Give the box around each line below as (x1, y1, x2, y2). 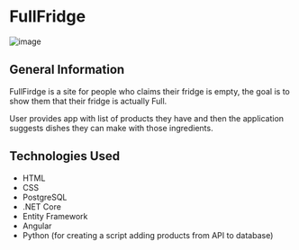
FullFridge (9, 6, 86, 27)
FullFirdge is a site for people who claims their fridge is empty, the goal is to (9, 85, 290, 96)
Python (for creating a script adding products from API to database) (22, 229, 274, 240)
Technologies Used (9, 148, 120, 164)
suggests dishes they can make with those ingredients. (9, 122, 213, 133)
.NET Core (22, 201, 61, 212)
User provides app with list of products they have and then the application (9, 112, 285, 123)
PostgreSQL (22, 192, 68, 202)
